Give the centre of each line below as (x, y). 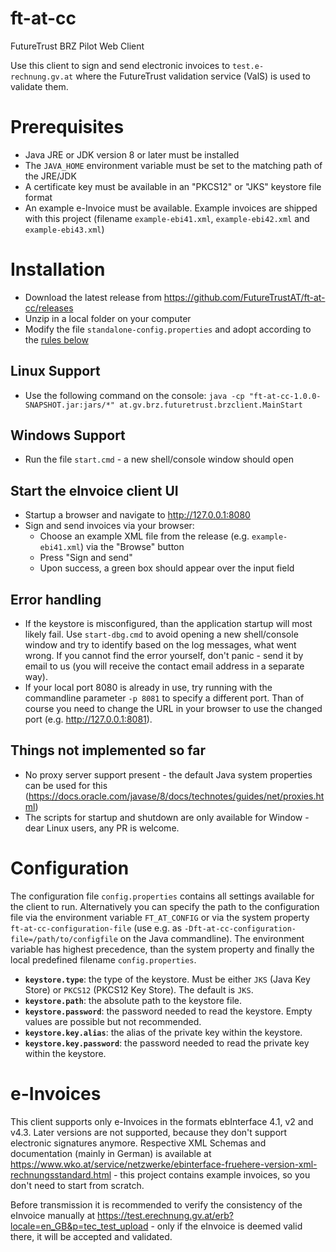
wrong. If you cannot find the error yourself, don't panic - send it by (164, 656)
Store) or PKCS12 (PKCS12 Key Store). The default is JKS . (139, 989)
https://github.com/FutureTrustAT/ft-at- (244, 297)
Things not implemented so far (108, 750)
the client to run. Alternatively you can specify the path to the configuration (165, 906)
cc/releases (49, 308)
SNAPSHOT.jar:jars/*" (69, 405)
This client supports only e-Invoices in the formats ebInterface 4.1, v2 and (162, 1121)
